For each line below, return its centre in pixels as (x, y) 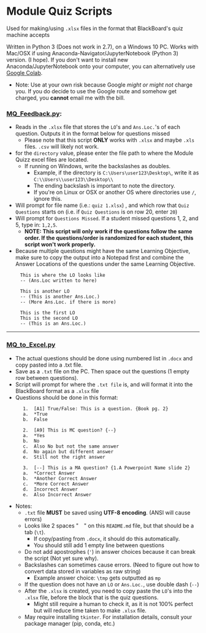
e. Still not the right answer (64, 457)
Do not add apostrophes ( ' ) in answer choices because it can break (110, 551)
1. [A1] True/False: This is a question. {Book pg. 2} (95, 409)
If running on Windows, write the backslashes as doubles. (97, 166)
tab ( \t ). (35, 532)
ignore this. (48, 199)
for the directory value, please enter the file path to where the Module (104, 153)
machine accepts (28, 34)
